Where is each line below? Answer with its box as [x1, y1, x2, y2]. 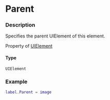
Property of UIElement [5, 43, 53, 49]
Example [5, 78, 28, 85]
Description [5, 22, 35, 29]
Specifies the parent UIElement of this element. [5, 33, 105, 39]
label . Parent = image [5, 89, 52, 95]
